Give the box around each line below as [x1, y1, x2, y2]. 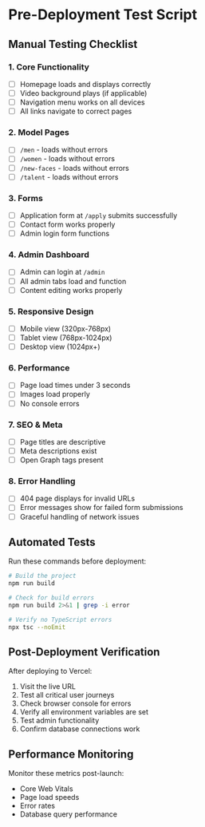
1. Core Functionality [8, 61, 90, 73]
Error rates [19, 801, 56, 811]
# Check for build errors [8, 594, 94, 602]
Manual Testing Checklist [8, 38, 138, 51]
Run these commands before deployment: [8, 556, 146, 566]
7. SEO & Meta [8, 419, 63, 430]
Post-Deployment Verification [8, 645, 160, 659]
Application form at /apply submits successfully [19, 210, 178, 220]
